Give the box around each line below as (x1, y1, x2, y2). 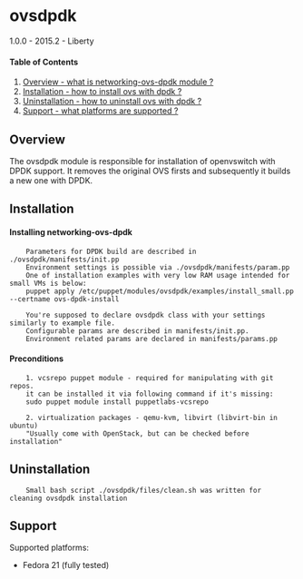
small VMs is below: (9, 279, 88, 288)
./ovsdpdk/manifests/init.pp (9, 255, 120, 264)
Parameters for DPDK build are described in (25, 247, 197, 256)
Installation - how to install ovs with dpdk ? (22, 86, 182, 97)
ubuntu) (9, 421, 39, 430)
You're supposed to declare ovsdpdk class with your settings (25, 310, 266, 319)
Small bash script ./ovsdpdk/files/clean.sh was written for (25, 486, 261, 495)
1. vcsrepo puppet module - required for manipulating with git (25, 373, 274, 382)
